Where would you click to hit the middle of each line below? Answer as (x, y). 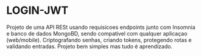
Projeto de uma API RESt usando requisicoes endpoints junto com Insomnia (101, 27)
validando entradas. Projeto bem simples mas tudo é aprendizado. (89, 46)
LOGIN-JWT (37, 11)
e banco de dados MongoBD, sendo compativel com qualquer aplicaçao (97, 33)
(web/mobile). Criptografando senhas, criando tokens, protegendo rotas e (99, 40)
